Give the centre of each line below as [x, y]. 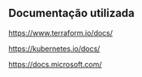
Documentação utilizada [72, 13]
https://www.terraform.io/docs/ [61, 32]
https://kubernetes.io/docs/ [54, 49]
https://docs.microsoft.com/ [55, 64]
